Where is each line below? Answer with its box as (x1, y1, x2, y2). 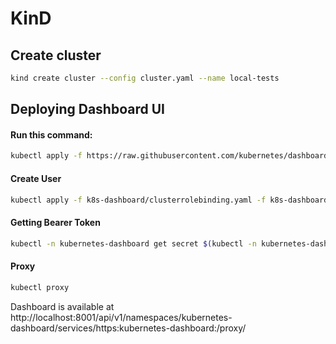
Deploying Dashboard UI (10, 101, 165, 118)
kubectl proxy (10, 282, 70, 292)
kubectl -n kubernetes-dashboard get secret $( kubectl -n (10, 238, 257, 249)
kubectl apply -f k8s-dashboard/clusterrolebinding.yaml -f (10, 195, 267, 205)
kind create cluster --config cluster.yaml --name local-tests (10, 73, 280, 83)
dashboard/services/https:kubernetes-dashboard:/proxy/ (10, 322, 247, 334)
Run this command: (10, 128, 93, 141)
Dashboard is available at (10, 300, 115, 312)
